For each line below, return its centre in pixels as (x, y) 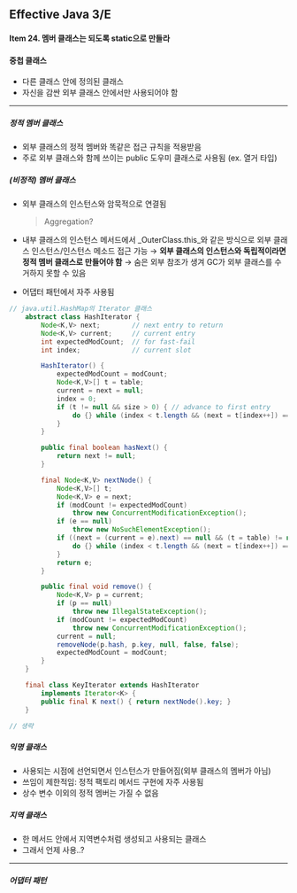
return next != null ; (96, 456)
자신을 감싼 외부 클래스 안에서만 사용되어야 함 (100, 93)
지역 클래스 (28, 815)
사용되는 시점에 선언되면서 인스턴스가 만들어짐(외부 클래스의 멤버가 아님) (146, 771)
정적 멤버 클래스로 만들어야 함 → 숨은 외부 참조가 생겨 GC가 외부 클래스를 (147, 262)
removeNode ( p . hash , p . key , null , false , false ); (148, 645)
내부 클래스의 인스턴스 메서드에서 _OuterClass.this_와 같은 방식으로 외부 (147, 240)
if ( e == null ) (84, 522)
